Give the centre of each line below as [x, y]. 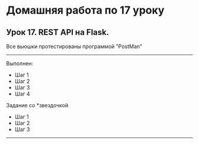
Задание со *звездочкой [37, 105]
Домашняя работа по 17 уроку [85, 10]
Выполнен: [20, 63]
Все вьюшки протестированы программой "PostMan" [74, 46]
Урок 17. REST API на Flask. [58, 32]
